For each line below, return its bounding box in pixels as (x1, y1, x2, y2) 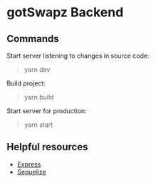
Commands (6, 33, 60, 45)
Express (16, 160, 41, 168)
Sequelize (16, 167, 47, 176)
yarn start (24, 120, 53, 129)
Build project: (6, 79, 46, 88)
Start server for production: (6, 107, 87, 115)
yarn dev (24, 66, 51, 73)
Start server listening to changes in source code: (6, 51, 150, 60)
